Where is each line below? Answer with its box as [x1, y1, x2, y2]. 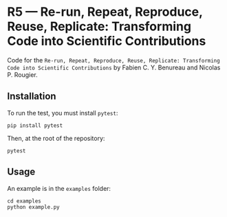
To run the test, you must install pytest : [7, 108, 118, 117]
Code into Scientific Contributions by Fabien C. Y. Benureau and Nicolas [7, 63, 221, 71]
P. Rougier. [7, 70, 38, 79]
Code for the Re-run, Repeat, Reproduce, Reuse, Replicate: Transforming [7, 56, 220, 64]
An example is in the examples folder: [7, 184, 111, 192]
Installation [7, 91, 56, 102]
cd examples [7, 197, 41, 205]
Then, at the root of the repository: [7, 134, 105, 142]
